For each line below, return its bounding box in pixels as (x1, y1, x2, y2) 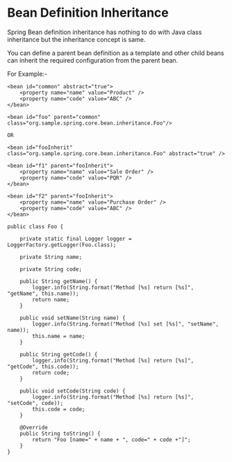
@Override (19, 424, 49, 431)
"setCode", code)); (7, 399, 64, 406)
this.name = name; (32, 333, 85, 340)
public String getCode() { (19, 351, 98, 358)
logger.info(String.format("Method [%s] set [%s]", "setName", (32, 320, 219, 328)
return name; (32, 296, 70, 303)
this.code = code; (32, 406, 85, 413)
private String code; (19, 266, 82, 273)
